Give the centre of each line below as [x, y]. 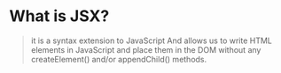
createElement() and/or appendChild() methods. [119, 59]
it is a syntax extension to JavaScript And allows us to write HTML [152, 40]
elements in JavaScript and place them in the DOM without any [146, 49]
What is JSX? [59, 16]
